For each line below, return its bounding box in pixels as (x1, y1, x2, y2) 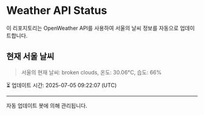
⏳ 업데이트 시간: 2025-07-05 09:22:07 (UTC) (6, 81, 117, 88)
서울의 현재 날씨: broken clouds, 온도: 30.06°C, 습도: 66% (21, 68, 162, 76)
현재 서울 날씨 (6, 51, 55, 62)
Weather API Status (6, 4, 107, 18)
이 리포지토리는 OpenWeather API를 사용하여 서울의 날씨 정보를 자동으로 (6, 24, 179, 31)
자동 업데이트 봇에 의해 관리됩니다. (6, 102, 87, 109)
